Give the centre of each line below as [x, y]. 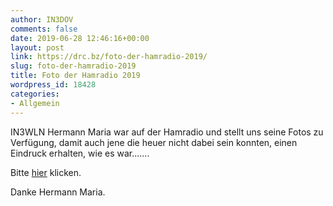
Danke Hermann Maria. [58, 192]
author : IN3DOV [42, 19]
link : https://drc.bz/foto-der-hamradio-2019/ [109, 57]
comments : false [44, 29]
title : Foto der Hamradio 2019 [75, 76]
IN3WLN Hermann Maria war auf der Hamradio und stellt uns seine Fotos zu [167, 132]
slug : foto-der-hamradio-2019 [73, 66]
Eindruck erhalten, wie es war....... [80, 153]
